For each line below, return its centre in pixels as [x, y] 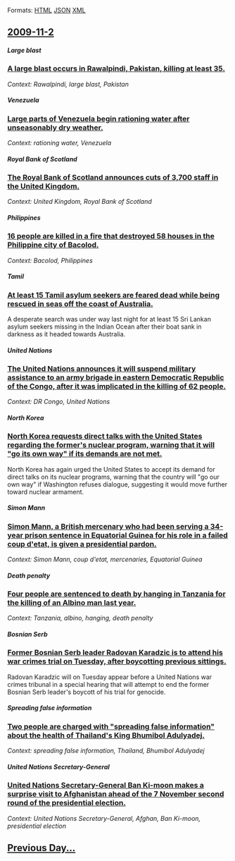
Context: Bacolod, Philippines [50, 260]
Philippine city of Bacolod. [53, 245]
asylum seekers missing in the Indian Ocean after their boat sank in [104, 326]
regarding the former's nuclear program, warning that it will [111, 445]
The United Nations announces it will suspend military [102, 369]
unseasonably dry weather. [55, 128]
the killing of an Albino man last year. [72, 603]
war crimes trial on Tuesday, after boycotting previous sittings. [117, 661]
